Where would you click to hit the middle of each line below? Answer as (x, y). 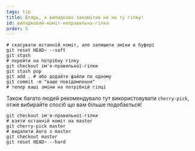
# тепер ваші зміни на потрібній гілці (56, 87)
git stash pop (24, 72)
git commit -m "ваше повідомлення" (51, 82)
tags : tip (19, 12)
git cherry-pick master (36, 126)
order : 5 (17, 29)
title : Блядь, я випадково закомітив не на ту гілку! (75, 17)
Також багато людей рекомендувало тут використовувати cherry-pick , (98, 98)
